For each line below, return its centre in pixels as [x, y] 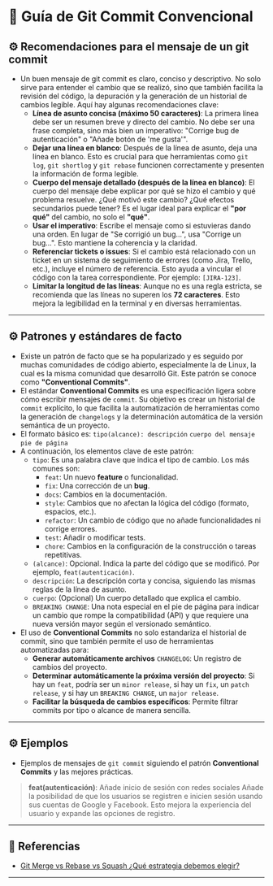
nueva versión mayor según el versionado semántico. [121, 623]
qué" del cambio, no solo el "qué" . [91, 217]
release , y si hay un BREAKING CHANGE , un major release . [126, 693]
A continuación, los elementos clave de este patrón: [107, 451]
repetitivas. [63, 554]
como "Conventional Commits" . [75, 382]
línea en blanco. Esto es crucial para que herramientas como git [140, 156]
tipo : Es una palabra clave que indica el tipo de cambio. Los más [141, 459]
